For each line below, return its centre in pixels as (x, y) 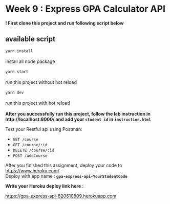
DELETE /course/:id (34, 150)
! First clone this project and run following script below (65, 23)
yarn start (17, 72)
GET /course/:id (30, 145)
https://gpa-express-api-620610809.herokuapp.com (61, 196)
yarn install (19, 51)
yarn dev (15, 93)
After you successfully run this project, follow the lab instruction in (78, 114)
